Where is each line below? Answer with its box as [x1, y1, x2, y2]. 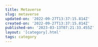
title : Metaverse [5, 7, 41, 12]
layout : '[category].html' [5, 30, 61, 35]
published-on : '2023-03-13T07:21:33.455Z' [5, 25, 95, 30]
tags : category [5, 35, 37, 40]
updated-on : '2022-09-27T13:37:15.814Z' [5, 16, 91, 21]
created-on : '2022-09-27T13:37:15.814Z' [5, 21, 91, 26]
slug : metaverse [5, 12, 39, 17]
